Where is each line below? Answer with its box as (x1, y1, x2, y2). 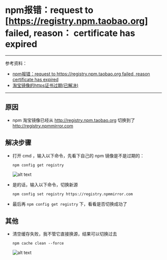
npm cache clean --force (12, 241, 64, 246)
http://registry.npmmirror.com (12, 123, 74, 129)
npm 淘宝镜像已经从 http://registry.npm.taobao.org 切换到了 (12, 117, 135, 123)
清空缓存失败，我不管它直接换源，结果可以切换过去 (12, 231, 117, 237)
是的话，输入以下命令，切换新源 (12, 181, 78, 187)
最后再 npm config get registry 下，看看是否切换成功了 (12, 201, 128, 207)
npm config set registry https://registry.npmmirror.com (12, 191, 133, 197)
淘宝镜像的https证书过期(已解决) (12, 82, 79, 88)
